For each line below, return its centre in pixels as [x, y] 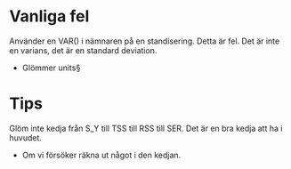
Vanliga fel [49, 16]
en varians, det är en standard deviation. [83, 50]
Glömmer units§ [51, 68]
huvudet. [26, 137]
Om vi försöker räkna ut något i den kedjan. [101, 155]
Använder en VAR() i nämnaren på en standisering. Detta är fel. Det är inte [145, 41]
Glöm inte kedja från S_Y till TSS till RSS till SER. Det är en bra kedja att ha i [146, 128]
